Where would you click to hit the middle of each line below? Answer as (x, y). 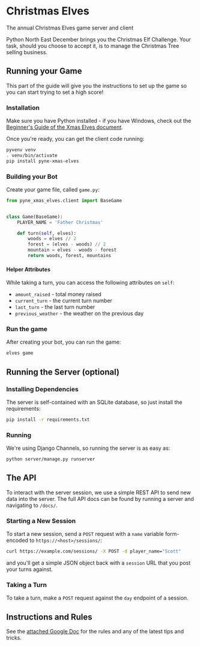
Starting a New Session (41, 521)
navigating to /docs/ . (32, 505)
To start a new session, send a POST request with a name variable (85, 534)
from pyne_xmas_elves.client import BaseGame (64, 200)
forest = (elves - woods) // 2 (67, 244)
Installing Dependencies (43, 389)
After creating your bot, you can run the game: (64, 342)
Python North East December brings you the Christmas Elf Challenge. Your (98, 39)
